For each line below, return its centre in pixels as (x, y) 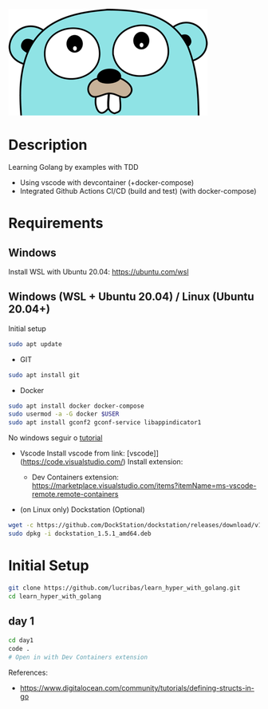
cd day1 (21, 640)
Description (48, 145)
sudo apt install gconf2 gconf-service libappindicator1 (105, 423)
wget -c (21, 526)
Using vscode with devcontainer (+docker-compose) (107, 182)
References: (28, 672)
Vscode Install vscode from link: (72, 453)
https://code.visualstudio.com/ (73, 462)
